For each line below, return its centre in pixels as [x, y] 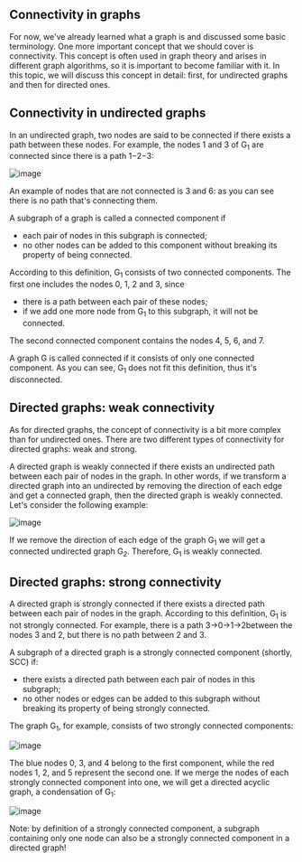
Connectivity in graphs [75, 15]
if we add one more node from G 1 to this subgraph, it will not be [140, 313]
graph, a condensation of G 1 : [63, 792]
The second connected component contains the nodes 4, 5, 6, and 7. [137, 341]
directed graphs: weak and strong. [73, 449]
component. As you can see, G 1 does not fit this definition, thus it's [133, 369]
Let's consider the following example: [79, 504]
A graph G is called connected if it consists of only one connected [132, 358]
